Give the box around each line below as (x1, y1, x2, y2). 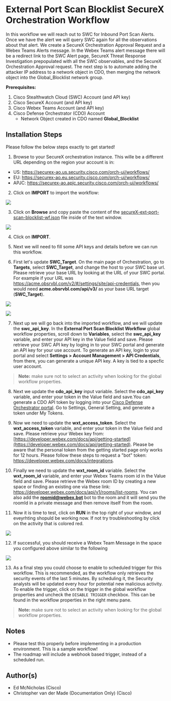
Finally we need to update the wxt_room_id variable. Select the (13, 467, 146, 473)
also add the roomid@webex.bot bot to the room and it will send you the (13, 494, 166, 500)
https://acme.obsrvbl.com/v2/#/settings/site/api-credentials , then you (13, 280, 160, 286)
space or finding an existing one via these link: (13, 484, 111, 490)
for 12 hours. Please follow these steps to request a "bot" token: (13, 452, 147, 458)
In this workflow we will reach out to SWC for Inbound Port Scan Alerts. (6, 31, 155, 37)
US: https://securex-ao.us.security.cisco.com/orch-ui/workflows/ (13, 169, 150, 175)
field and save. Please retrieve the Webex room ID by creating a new (13, 478, 156, 484)
